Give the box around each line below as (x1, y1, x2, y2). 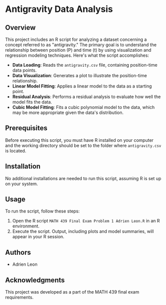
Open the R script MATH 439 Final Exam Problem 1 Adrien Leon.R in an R (12, 218, 160, 224)
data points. (12, 67, 37, 73)
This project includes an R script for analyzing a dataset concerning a (5, 36, 147, 42)
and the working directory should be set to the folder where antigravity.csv (5, 142, 162, 148)
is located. (5, 148, 26, 154)
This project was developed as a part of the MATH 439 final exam (5, 289, 140, 295)
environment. (12, 223, 40, 229)
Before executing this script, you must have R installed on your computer (5, 137, 154, 143)
